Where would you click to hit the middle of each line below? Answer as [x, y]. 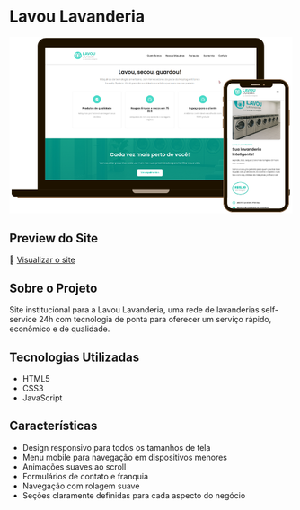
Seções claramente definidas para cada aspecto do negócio [134, 495]
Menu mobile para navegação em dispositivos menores [124, 457]
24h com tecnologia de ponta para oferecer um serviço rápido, [155, 320]
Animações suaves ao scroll [74, 466]
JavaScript [42, 398]
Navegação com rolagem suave [81, 486]
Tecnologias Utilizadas [75, 357]
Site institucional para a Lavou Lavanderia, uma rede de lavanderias [134, 310]
